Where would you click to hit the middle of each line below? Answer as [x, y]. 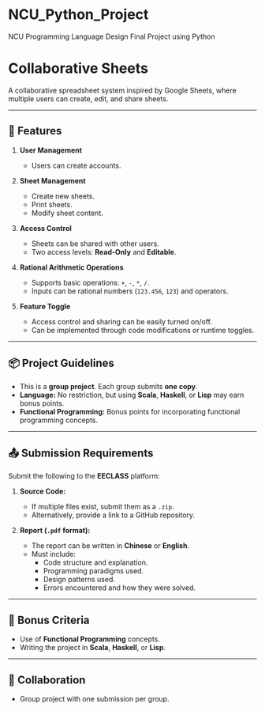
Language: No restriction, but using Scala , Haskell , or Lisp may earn [132, 395]
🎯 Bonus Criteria [49, 620]
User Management [51, 150]
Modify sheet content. [67, 213]
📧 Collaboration [47, 680]
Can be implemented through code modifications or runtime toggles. [143, 330]
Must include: [54, 554]
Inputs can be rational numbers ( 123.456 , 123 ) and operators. [130, 291]
